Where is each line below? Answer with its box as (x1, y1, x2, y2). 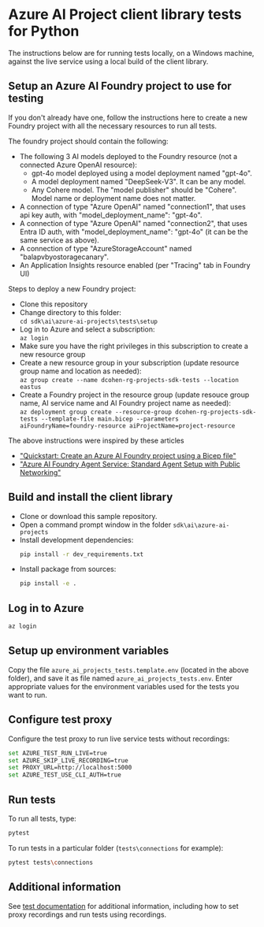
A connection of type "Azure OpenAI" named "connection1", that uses (19, 202, 246, 211)
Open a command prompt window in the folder (19, 520, 172, 529)
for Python (8, 22, 80, 40)
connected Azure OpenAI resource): (19, 160, 138, 169)
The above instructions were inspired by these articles (8, 436, 184, 445)
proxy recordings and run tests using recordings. (8, 910, 167, 919)
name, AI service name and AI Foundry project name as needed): (19, 398, 231, 407)
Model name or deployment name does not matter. (31, 193, 196, 202)
